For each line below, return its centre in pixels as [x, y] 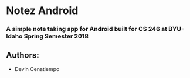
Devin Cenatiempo [37, 69]
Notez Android [42, 11]
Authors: [23, 55]
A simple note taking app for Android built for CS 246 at [86, 29]
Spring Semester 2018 [56, 36]
